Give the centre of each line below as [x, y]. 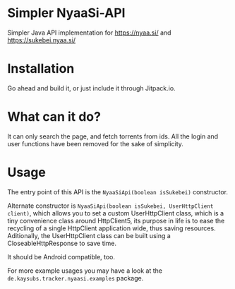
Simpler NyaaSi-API [66, 13]
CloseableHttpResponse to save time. [62, 243]
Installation [41, 69]
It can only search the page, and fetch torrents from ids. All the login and [113, 136]
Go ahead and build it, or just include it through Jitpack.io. [91, 88]
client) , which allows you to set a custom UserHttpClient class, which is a [116, 213]
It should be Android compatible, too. [61, 256]
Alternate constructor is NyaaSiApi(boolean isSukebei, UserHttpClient [110, 206]
